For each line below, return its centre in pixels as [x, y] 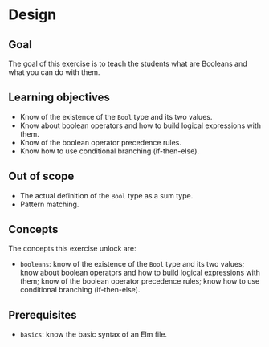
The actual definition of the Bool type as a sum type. [106, 195]
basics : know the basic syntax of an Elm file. [93, 334]
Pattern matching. [49, 204]
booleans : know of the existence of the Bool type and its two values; [132, 264]
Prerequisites [43, 315]
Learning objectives [59, 98]
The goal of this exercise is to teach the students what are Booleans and [128, 63]
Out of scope [41, 176]
